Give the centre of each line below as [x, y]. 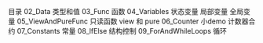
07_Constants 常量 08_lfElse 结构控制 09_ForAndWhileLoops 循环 [122, 31]
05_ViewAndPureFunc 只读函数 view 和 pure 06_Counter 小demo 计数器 [133, 21]
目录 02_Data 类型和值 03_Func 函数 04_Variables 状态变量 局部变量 [118, 11]
